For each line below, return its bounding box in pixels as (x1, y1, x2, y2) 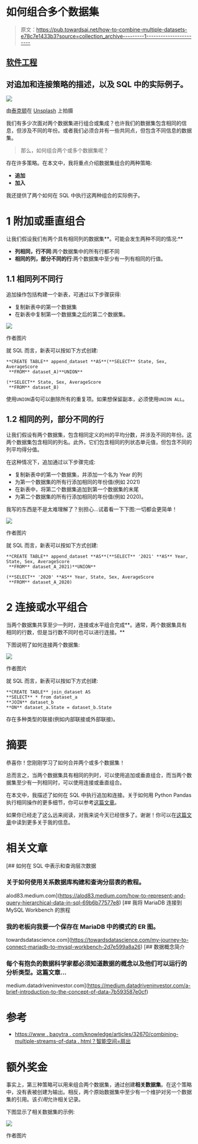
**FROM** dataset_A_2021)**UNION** (8, 563, 96, 569)
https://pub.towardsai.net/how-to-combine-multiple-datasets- (36, 26, 187, 33)
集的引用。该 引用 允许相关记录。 (6, 1096, 84, 1103)
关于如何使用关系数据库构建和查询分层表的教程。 (6, 878, 146, 886)
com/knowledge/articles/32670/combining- (72, 1031, 179, 1038)
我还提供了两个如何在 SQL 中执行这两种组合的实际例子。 (6, 192, 143, 199)
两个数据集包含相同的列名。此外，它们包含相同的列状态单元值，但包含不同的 (6, 439, 192, 446)
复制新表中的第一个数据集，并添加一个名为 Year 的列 (14, 471, 143, 478)
